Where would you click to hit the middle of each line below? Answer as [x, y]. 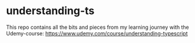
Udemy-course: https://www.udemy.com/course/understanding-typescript [97, 33]
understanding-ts [50, 11]
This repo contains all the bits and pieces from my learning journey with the [98, 27]
